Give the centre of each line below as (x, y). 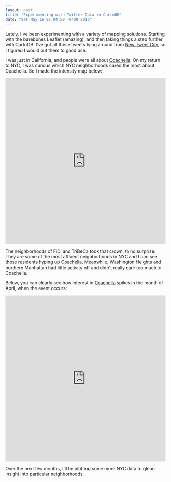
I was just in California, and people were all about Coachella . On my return (83, 60)
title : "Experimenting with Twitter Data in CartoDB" (64, 15)
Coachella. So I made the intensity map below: (54, 71)
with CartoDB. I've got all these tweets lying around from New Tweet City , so (85, 45)
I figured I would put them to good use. (46, 50)
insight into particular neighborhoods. (45, 474)
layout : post (19, 10)
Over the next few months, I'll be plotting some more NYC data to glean (80, 469)
